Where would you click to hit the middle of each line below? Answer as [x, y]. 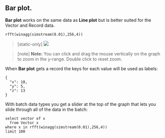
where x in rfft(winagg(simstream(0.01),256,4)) [56, 127]
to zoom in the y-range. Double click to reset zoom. [70, 59]
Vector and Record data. [30, 25]
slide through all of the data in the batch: [47, 109]
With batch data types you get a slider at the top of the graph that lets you [81, 104]
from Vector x [24, 123]
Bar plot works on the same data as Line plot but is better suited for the [78, 20]
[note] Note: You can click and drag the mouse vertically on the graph [89, 53]
